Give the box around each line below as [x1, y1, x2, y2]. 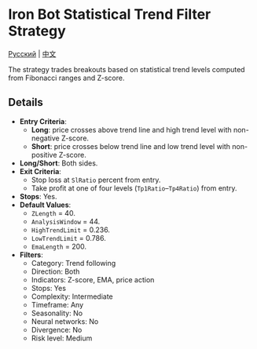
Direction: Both [31, 267, 80, 276]
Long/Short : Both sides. [19, 158, 98, 168]
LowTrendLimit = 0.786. [31, 233, 106, 242]
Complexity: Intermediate [31, 292, 113, 301]
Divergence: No [31, 325, 83, 334]
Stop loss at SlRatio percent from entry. [31, 175, 161, 184]
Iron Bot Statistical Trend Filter [8, 5, 211, 24]
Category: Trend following [31, 258, 116, 267]
